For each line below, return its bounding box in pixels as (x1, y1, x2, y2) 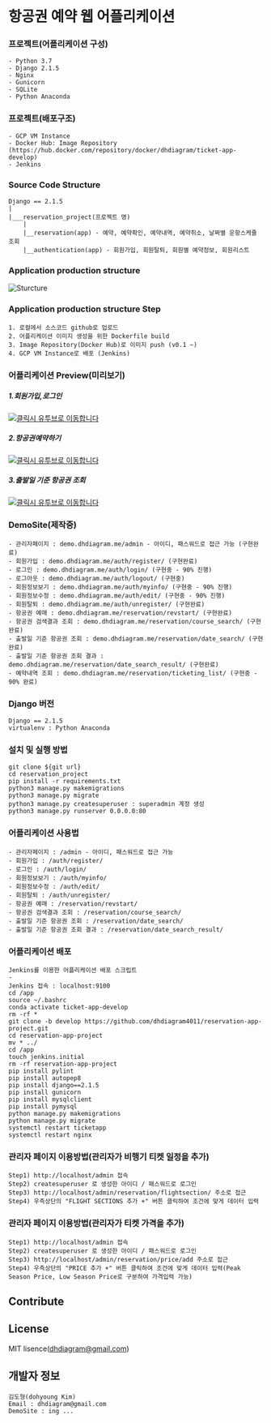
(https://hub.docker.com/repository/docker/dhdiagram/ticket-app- (8, 146, 237, 154)
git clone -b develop (8, 1017, 82, 1026)
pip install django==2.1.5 (8, 1081, 100, 1089)
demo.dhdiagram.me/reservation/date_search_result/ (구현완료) (8, 660, 220, 669)
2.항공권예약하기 (8, 433, 61, 443)
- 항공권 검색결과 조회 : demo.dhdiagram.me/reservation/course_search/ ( (8, 617, 251, 625)
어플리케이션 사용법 (8, 828, 79, 839)
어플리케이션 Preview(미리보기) (8, 370, 125, 381)
